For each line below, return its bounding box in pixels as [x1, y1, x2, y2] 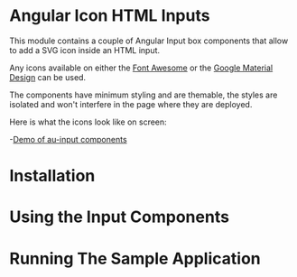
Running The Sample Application [9, 248, 261, 269]
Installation [9, 166, 96, 186]
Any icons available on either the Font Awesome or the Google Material [9, 62, 274, 73]
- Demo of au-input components [9, 134, 128, 144]
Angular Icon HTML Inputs [9, 5, 210, 26]
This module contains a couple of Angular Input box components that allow [9, 35, 289, 46]
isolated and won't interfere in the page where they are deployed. [9, 98, 253, 109]
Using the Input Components [9, 207, 230, 227]
